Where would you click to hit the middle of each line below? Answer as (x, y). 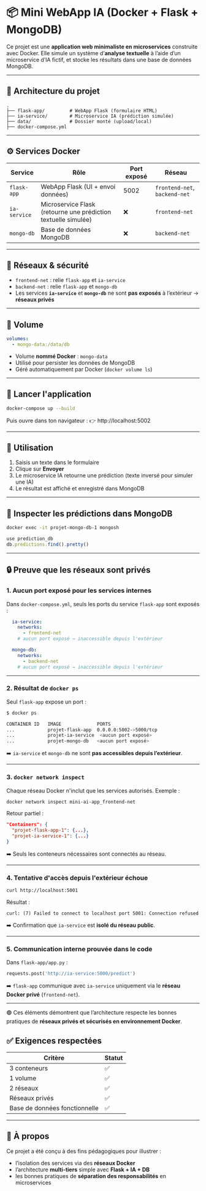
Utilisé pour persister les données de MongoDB (75, 362)
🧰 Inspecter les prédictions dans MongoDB (90, 513)
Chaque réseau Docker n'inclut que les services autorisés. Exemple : (93, 790)
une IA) (24, 482)
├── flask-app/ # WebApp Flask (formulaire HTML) (82, 111)
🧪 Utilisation (30, 448)
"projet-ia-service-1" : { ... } (50, 836)
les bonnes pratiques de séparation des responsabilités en (91, 1176)
